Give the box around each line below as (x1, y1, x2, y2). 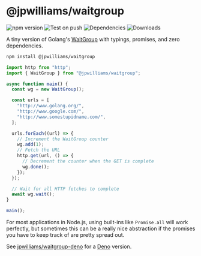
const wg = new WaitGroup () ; (11, 86, 85, 92)
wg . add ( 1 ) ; (17, 141, 44, 147)
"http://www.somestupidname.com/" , (17, 114, 106, 120)
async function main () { (6, 81, 68, 87)
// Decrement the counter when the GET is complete (22, 158, 154, 164)
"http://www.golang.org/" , (17, 103, 85, 109)
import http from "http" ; (6, 64, 71, 70)
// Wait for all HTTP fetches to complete (11, 186, 119, 192)
